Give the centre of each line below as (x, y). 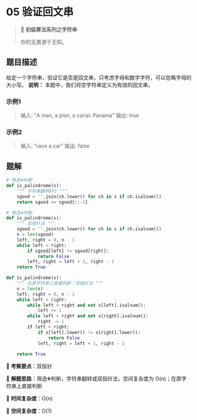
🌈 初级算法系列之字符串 (49, 29)
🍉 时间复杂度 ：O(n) (29, 399)
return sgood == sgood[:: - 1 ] (52, 202)
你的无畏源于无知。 (44, 42)
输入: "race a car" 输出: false (55, 146)
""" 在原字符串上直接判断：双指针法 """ (60, 283)
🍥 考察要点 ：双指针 (29, 366)
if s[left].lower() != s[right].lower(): (89, 332)
